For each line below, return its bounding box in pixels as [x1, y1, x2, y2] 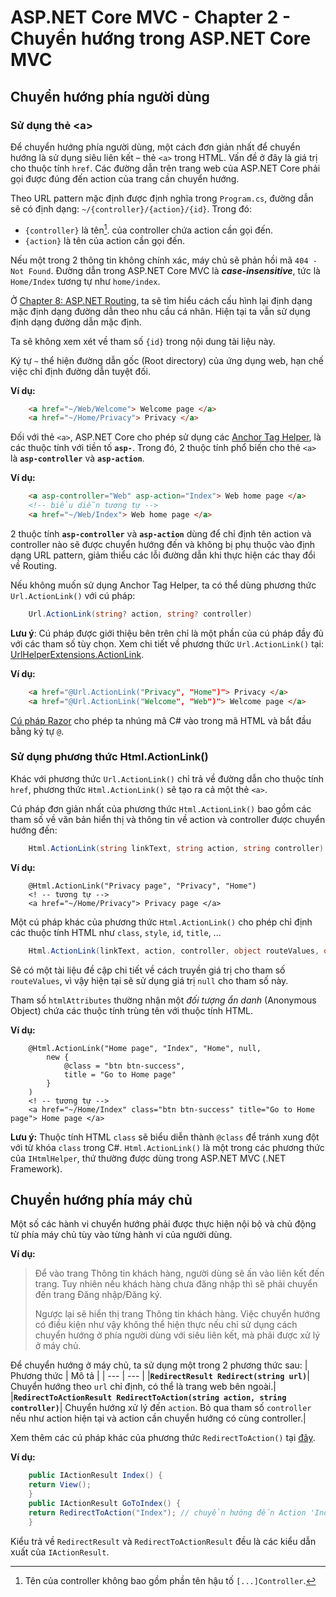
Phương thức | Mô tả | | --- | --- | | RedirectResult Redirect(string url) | [10, 1370, 310, 1382]
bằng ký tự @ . [10, 725, 65, 737]
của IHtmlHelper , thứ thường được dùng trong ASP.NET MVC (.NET [10, 1152, 287, 1164]
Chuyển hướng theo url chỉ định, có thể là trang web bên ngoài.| [10, 1381, 277, 1393]
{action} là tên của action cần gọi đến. [24, 234, 186, 246]
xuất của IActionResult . [10, 1546, 110, 1558]
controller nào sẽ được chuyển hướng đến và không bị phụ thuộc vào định [10, 538, 316, 550]
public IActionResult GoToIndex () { [28, 1499, 182, 1509]
